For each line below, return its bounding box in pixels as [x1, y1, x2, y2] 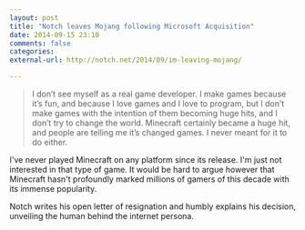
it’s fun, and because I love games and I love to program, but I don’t [31, 98, 285, 109]
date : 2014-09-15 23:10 [9, 30, 100, 39]
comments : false [9, 38, 71, 48]
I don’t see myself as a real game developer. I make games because [31, 88, 287, 99]
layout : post [9, 13, 59, 23]
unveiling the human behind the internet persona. [9, 211, 194, 221]
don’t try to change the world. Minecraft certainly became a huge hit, [31, 117, 291, 128]
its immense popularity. [9, 184, 97, 194]
